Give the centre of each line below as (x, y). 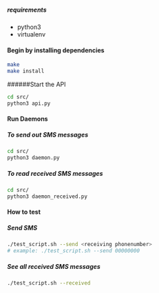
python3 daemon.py (33, 158)
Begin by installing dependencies (56, 50)
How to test (24, 212)
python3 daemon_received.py (47, 196)
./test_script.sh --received (49, 283)
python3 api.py (29, 103)
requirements (27, 10)
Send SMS (22, 228)
